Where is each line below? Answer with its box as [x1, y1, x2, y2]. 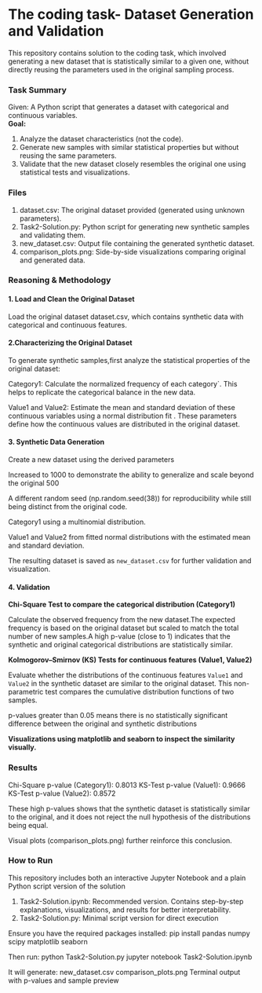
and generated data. [19, 255, 86, 265]
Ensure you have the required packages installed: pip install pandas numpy [8, 929, 251, 938]
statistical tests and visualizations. [19, 167, 130, 178]
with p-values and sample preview [8, 976, 119, 985]
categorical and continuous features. [8, 320, 127, 329]
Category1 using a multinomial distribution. [8, 517, 147, 527]
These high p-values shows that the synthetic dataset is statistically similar [8, 804, 251, 813]
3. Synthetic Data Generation [8, 438, 104, 447]
